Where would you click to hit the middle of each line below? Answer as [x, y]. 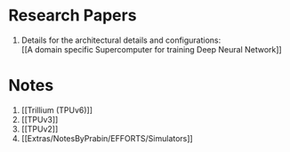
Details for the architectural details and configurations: [121, 40]
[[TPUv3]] [40, 119]
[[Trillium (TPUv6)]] [57, 110]
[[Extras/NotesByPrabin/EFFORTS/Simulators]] [107, 138]
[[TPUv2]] [40, 129]
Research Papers [72, 16]
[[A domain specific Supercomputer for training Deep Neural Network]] [151, 49]
